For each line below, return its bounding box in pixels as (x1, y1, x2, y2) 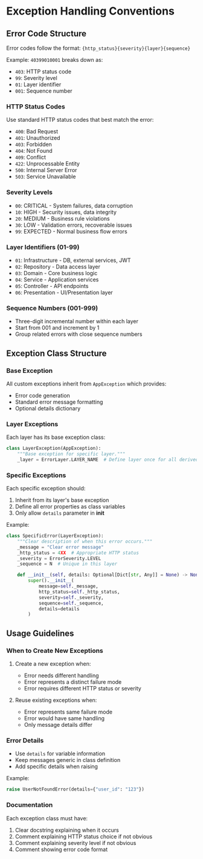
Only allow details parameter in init (14, 509, 105, 516)
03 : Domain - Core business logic (14, 269, 98, 276)
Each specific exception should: (6, 485, 86, 492)
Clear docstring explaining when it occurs (14, 826, 119, 834)
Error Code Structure (6, 28, 86, 39)
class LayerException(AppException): (6, 446, 101, 452)
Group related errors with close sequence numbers (14, 330, 143, 338)
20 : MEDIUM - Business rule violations (14, 215, 110, 222)
